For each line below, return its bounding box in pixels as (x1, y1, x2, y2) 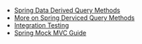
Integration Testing (13, 21, 69, 29)
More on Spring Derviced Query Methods (13, 13, 135, 22)
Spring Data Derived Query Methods (13, 6, 121, 14)
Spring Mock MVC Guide (13, 28, 87, 37)
